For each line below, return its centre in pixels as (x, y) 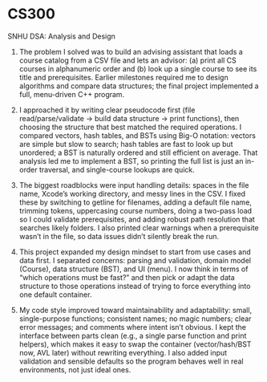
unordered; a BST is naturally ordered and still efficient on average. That (138, 152)
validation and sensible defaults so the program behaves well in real (131, 361)
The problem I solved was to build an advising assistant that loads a (131, 51)
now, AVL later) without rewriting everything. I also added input (123, 352)
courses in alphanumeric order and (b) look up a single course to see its (138, 68)
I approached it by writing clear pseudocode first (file (107, 110)
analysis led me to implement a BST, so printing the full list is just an (131, 161)
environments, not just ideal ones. (75, 369)
